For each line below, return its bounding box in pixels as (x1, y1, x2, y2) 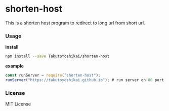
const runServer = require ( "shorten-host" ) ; (5, 73, 101, 78)
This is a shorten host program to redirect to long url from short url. (5, 20, 145, 26)
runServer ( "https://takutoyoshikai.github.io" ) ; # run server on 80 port (5, 77, 164, 83)
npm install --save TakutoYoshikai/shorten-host (5, 54, 110, 59)
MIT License (5, 101, 31, 107)
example (5, 63, 24, 69)
